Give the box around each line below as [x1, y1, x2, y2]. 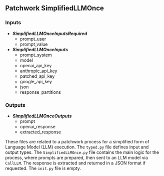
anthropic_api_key [19, 68, 57, 74]
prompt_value [19, 41, 48, 47]
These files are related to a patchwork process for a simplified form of [5, 138, 149, 144]
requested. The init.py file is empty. [5, 165, 81, 171]
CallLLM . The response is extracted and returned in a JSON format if [5, 160, 146, 166]
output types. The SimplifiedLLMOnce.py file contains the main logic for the [5, 149, 159, 155]
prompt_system [19, 52, 52, 58]
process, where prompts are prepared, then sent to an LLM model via [5, 154, 148, 160]
